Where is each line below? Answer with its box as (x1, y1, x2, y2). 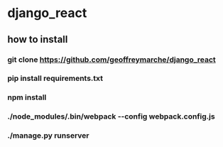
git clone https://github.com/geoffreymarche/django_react (7, 55, 217, 65)
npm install (7, 92, 47, 102)
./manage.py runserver (7, 131, 89, 141)
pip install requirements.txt (7, 73, 104, 83)
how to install (7, 33, 68, 45)
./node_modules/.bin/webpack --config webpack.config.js (7, 111, 215, 121)
